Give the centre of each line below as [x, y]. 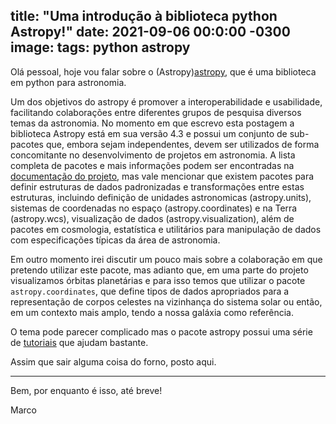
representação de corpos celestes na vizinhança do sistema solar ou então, [166, 301]
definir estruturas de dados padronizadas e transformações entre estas [157, 186]
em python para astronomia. [68, 82]
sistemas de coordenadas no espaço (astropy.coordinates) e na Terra [154, 208]
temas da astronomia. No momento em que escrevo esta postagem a [152, 123]
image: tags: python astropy [100, 47]
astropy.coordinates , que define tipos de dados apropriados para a [150, 291]
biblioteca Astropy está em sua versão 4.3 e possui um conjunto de [149, 133]
